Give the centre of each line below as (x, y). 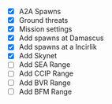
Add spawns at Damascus (61, 38)
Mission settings (45, 29)
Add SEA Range (45, 65)
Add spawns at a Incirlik (58, 47)
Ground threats (43, 20)
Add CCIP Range (46, 73)
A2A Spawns (40, 11)
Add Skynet (38, 56)
